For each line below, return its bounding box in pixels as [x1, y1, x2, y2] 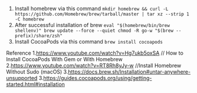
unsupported [6, 75, 38, 81]
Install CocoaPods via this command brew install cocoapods [14, 38, 163, 45]
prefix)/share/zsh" [14, 33, 63, 39]
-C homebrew [14, 16, 44, 22]
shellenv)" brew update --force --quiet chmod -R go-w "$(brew [14, 28, 174, 34]
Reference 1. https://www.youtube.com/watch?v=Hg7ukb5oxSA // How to [6, 49, 184, 57]
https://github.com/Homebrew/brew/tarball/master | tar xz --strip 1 [14, 11, 190, 17]
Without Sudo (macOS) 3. [6, 68, 68, 75]
